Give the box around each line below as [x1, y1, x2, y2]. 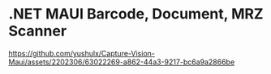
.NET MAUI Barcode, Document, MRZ [8, 5, 264, 23]
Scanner [8, 22, 67, 40]
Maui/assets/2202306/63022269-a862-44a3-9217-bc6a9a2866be [8, 57, 235, 67]
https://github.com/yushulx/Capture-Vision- [8, 48, 156, 58]
